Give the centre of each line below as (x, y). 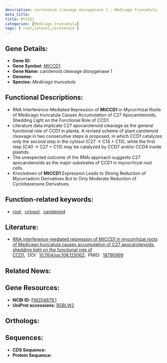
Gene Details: (27, 49)
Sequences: (24, 338)
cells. (18, 168)
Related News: (28, 271)
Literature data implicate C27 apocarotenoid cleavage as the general (83, 125)
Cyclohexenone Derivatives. (41, 184)
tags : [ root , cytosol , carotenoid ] (42, 28)
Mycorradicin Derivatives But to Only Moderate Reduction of (74, 178)
